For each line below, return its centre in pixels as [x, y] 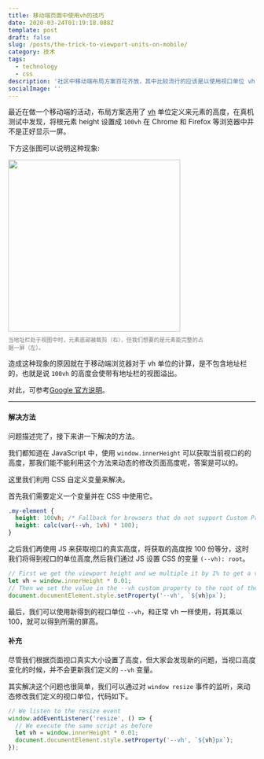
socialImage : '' [35, 88]
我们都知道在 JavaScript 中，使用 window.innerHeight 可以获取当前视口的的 [130, 452]
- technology [37, 67]
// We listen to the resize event [65, 711]
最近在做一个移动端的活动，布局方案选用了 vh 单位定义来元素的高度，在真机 [131, 112]
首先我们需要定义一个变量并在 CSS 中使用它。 [82, 496]
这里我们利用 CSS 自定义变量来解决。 [69, 479]
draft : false [29, 37]
